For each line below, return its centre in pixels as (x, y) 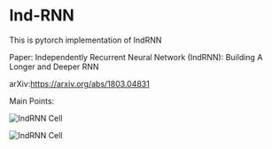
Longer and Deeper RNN (54, 67)
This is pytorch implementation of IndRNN (85, 40)
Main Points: (32, 101)
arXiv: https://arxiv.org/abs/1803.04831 (80, 83)
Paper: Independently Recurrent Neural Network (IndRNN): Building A (136, 57)
